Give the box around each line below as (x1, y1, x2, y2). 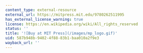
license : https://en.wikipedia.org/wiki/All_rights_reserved (5, 21, 138, 27)
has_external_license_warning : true (5, 17, 83, 22)
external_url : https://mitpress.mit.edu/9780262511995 (5, 12, 125, 17)
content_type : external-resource (5, 7, 77, 13)
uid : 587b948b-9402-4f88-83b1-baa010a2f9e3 (5, 36, 100, 41)
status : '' (5, 26, 29, 31)
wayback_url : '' (5, 40, 40, 45)
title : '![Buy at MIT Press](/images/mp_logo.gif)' (5, 31, 117, 36)
